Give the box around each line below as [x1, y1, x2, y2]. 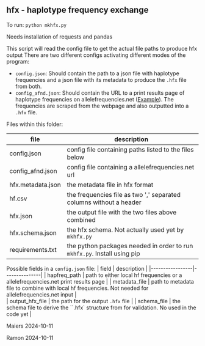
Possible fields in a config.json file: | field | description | [6, 265, 148, 272]
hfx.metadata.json [9, 180, 61, 189]
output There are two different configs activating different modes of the [6, 51, 186, 59]
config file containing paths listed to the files [67, 145, 194, 153]
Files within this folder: [6, 120, 63, 128]
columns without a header [67, 198, 142, 207]
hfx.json [9, 212, 32, 220]
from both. [15, 83, 42, 90]
